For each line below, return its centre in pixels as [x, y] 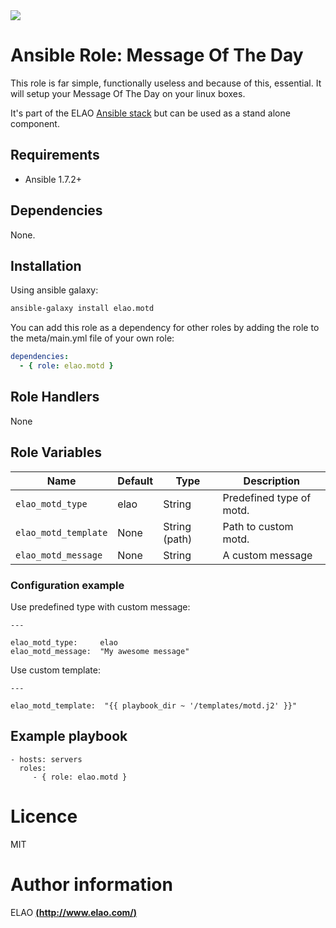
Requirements [55, 155]
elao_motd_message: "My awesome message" [100, 651]
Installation [46, 265]
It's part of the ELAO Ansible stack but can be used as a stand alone [150, 113]
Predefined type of [267, 497]
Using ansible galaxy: [54, 290]
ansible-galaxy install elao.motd [82, 309]
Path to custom [258, 526]
